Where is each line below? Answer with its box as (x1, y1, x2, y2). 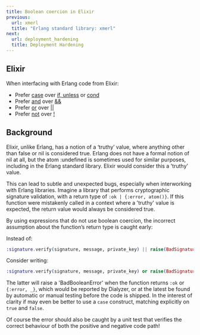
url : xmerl (11, 20, 39, 26)
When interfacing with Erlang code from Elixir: (6, 80, 119, 87)
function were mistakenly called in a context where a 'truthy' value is (6, 199, 174, 206)
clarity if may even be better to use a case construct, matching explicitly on (6, 298, 190, 305)
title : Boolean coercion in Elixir (6, 8, 95, 15)
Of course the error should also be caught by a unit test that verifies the (6, 316, 182, 323)
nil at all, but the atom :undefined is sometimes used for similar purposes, (6, 156, 186, 163)
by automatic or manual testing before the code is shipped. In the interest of (6, 292, 192, 299)
